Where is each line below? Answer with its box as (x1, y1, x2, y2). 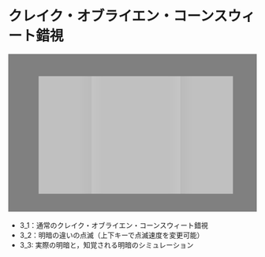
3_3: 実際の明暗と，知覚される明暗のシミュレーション (19, 240, 194, 249)
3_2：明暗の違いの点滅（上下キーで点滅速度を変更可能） (19, 230, 204, 240)
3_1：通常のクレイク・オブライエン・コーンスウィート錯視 (19, 221, 209, 229)
